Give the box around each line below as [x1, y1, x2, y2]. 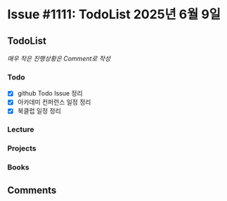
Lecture [7, 124, 34, 134]
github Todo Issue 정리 [17, 89, 83, 98]
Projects [7, 143, 37, 153]
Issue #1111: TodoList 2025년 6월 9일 [7, 6, 221, 22]
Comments [7, 184, 57, 196]
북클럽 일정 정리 [17, 107, 61, 115]
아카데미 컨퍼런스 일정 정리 [17, 98, 91, 106]
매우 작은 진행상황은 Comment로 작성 [7, 54, 111, 63]
